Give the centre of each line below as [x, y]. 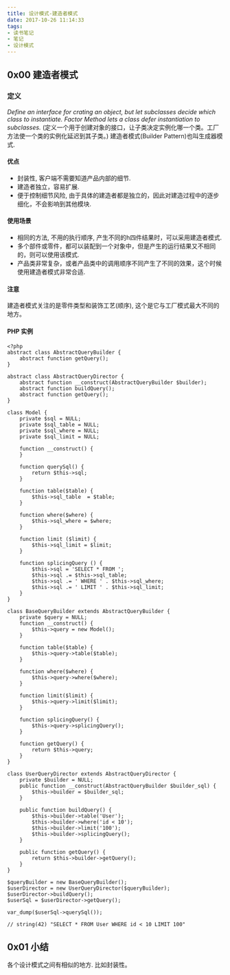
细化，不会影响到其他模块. [54, 204]
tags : [15, 26]
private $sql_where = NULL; [59, 431]
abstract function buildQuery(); [67, 388]
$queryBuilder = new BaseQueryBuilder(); [67, 882]
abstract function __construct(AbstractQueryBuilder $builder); [113, 383]
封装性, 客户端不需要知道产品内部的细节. [74, 178]
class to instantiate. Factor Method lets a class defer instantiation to [104, 119]
